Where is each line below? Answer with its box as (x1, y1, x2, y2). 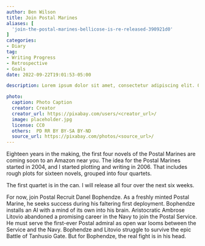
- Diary (6, 43, 26, 50)
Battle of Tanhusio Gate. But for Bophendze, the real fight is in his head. (6, 233, 187, 240)
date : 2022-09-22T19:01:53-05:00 (6, 72, 92, 78)
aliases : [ (6, 20, 34, 26)
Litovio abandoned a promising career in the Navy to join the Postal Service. (6, 213, 197, 220)
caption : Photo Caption (12, 99, 72, 106)
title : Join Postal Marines (6, 15, 78, 21)
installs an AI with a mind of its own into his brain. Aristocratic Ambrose (6, 206, 185, 214)
